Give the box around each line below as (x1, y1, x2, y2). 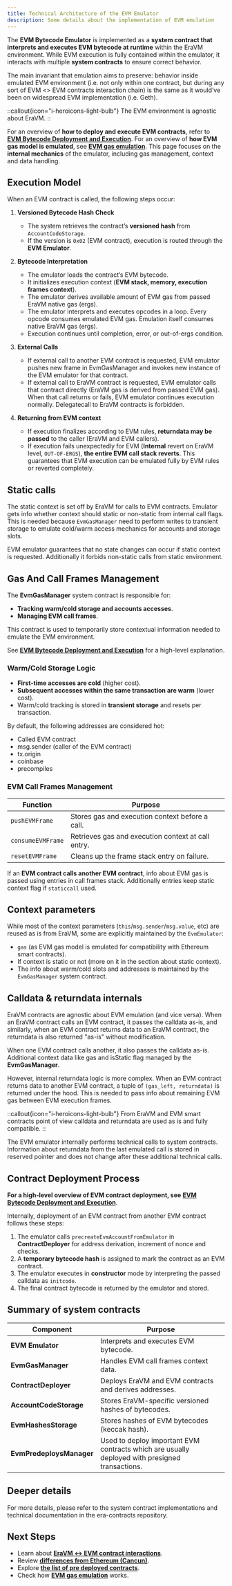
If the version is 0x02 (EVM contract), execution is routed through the (27, 237, 223, 245)
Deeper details (7, 1485, 72, 1497)
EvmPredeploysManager (10, 1448, 94, 1458)
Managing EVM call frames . (17, 612, 99, 620)
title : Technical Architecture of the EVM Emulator (7, 10, 159, 17)
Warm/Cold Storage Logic (7, 663, 96, 673)
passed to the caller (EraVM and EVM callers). (27, 435, 159, 443)
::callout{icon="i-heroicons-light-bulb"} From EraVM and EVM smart (7, 1110, 202, 1118)
